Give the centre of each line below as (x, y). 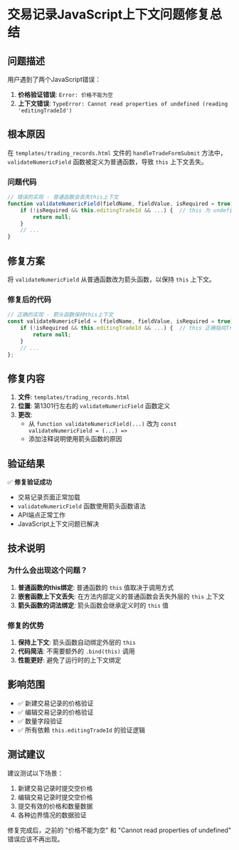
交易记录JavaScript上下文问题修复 (108, 15)
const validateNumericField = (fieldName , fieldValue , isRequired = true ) (121, 321)
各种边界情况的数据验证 (52, 815)
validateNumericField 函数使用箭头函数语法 (81, 506)
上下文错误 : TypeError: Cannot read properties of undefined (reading (123, 103)
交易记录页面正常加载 (49, 497)
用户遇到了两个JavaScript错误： (54, 79)
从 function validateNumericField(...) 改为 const (102, 424)
